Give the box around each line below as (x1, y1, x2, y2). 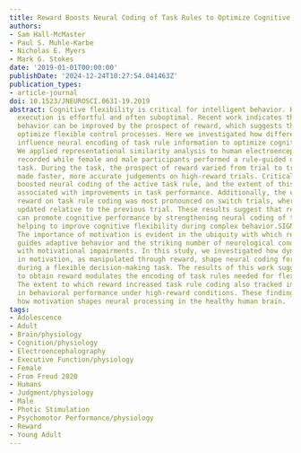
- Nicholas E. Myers (9, 47, 87, 56)
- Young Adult (9, 430, 63, 440)
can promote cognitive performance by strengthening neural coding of (17, 213, 287, 222)
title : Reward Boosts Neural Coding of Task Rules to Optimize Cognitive (9, 13, 291, 22)
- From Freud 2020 (9, 371, 78, 381)
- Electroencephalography (9, 346, 106, 355)
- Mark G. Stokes (9, 55, 74, 64)
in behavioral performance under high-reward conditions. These (17, 288, 262, 297)
